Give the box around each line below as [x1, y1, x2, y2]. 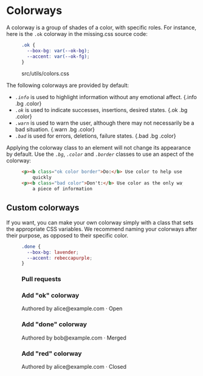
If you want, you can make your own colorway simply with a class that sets [6, 218, 193, 226]
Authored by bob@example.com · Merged [21, 334, 126, 341]
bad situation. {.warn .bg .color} [15, 126, 95, 133]
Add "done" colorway [21, 320, 87, 329]
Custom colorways [6, 203, 80, 213]
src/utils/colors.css [21, 70, 70, 77]
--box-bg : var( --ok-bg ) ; [27, 47, 90, 54]
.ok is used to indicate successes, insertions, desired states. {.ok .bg [15, 106, 188, 114]
